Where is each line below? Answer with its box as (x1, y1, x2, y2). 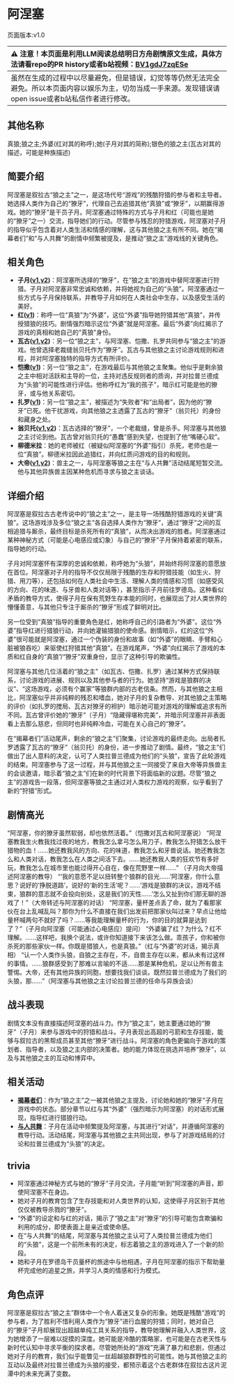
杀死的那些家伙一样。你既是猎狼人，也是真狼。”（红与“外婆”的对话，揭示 (7, 942, 214, 950)
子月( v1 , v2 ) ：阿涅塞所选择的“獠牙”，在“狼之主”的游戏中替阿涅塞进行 (17, 276, 214, 284)
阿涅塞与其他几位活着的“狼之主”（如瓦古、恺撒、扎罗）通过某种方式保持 (7, 667, 214, 676)
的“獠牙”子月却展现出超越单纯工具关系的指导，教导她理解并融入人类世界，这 (7, 1326, 226, 1335)
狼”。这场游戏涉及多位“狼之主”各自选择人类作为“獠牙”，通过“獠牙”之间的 (7, 518, 216, 527)
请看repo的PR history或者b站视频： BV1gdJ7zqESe (17, 59, 189, 69)
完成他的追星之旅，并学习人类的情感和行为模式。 (23, 1266, 164, 1275)
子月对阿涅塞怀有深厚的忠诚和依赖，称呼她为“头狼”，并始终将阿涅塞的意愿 (7, 559, 221, 568)
